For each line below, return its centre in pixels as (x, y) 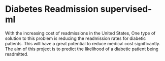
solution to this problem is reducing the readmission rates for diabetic (76, 38)
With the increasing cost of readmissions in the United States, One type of (81, 33)
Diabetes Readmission (52, 9)
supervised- (126, 9)
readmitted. (17, 54)
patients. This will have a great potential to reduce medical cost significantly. (83, 43)
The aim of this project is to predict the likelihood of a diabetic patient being (82, 49)
